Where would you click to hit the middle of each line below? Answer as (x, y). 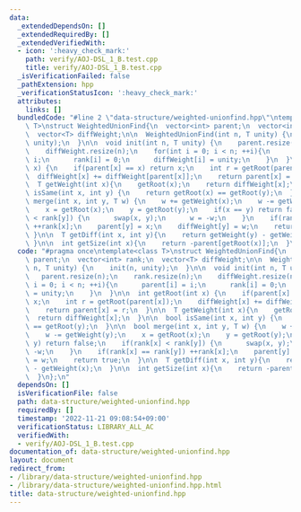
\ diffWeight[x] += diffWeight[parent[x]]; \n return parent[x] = (158, 176)
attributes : (40, 101)
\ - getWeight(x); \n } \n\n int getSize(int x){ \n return (144, 368)
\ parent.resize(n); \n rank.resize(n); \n (114, 277)
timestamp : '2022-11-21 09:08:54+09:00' (94, 419)
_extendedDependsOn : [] (61, 26)
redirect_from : (38, 469)
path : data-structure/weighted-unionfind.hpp (104, 402)
